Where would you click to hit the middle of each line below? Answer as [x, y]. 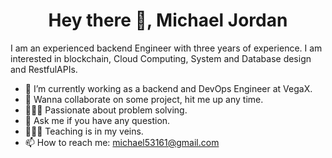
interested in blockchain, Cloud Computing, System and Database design [161, 58]
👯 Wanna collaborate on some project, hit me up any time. [144, 99]
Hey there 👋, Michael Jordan [168, 20]
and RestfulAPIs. [44, 69]
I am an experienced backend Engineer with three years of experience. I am [166, 48]
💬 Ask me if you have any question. [97, 120]
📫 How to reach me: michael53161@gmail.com [122, 142]
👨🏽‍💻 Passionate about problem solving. [106, 110]
